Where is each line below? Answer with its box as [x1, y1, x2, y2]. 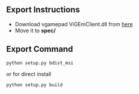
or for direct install [6, 70, 52, 77]
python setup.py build [6, 82, 63, 88]
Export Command [6, 44, 73, 54]
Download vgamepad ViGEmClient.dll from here [14, 20, 133, 27]
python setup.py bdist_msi [6, 59, 74, 66]
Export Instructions [6, 5, 80, 15]
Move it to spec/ [14, 27, 56, 34]
